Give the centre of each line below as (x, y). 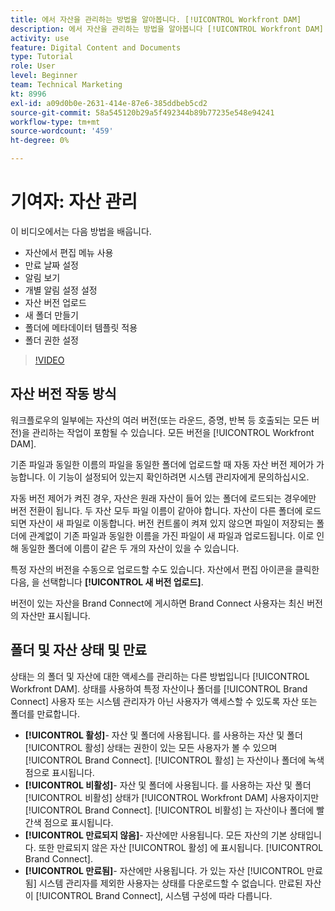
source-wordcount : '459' (62, 131)
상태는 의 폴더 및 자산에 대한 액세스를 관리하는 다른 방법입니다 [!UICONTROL (160, 676)
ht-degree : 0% (40, 141)
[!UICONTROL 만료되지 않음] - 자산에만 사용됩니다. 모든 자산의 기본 (156, 835)
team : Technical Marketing (66, 85)
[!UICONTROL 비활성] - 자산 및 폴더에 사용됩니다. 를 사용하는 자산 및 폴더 (168, 785)
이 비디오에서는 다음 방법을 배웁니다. (81, 231)
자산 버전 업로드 (55, 302)
